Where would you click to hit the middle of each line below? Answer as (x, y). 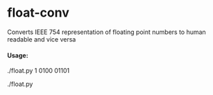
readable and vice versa (42, 39)
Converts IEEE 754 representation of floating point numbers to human (106, 32)
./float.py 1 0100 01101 (39, 71)
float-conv (38, 13)
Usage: (18, 55)
